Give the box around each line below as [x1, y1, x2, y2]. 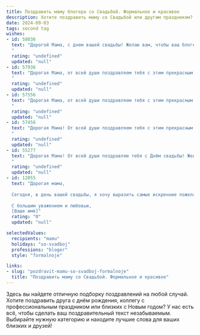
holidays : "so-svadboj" [11, 241, 70, 247]
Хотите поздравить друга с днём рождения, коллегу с [6, 296, 145, 304]
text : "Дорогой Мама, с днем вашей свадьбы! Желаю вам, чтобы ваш [11, 42, 180, 48]
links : [6, 263, 23, 269]
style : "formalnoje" [11, 252, 62, 258]
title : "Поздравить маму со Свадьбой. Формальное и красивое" [11, 274, 169, 280]
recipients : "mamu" [11, 235, 60, 241]
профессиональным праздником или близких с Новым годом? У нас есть [6, 303, 194, 310]
